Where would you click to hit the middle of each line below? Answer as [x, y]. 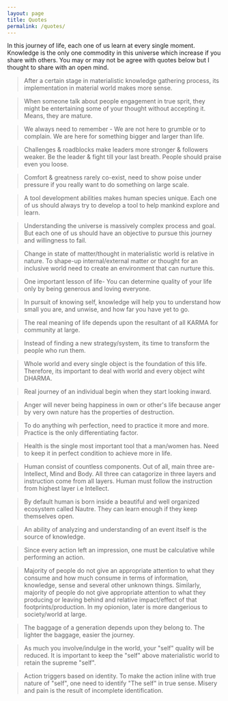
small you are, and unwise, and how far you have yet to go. [106, 310]
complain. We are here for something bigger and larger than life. [114, 136]
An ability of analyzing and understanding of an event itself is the [115, 530]
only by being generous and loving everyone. [87, 289]
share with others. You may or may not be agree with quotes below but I [108, 60]
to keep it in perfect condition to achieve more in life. [98, 454]
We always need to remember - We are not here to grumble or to [115, 129]
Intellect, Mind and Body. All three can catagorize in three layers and [120, 474]
